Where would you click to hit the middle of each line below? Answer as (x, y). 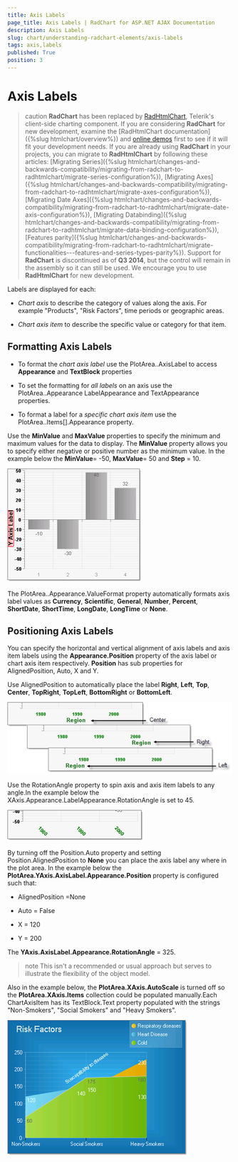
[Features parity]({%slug (61, 237)
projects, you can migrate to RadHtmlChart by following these (116, 154)
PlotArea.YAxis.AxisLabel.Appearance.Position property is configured (113, 876)
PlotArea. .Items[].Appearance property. (76, 422)
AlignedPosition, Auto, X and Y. (53, 671)
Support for (205, 253)
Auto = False (36, 911)
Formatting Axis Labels (60, 347)
